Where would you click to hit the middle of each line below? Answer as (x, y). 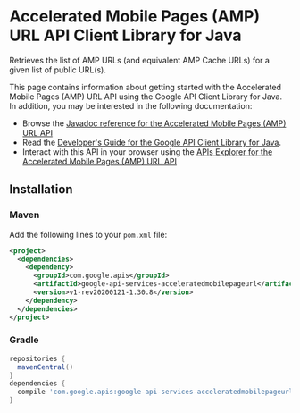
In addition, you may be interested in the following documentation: (131, 105)
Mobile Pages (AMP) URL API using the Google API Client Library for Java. (146, 97)
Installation (41, 190)
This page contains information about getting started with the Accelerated (145, 87)
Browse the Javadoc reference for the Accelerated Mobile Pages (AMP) (154, 123)
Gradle (24, 340)
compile (32, 392)
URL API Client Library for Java (126, 35)
